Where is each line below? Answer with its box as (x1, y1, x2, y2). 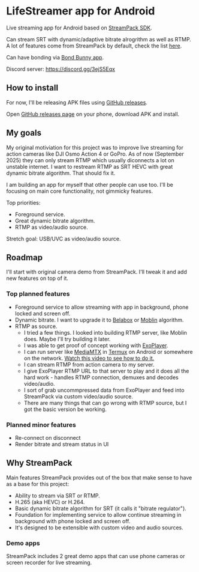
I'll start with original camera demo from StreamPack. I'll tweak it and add (6, 269, 187, 276)
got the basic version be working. (23, 406, 107, 413)
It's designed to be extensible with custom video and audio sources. (14, 524, 184, 531)
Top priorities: (6, 199, 41, 206)
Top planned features (6, 290, 70, 298)
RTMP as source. (14, 323, 58, 330)
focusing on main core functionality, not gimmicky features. (6, 187, 153, 195)
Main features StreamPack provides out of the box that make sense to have (6, 473, 192, 481)
